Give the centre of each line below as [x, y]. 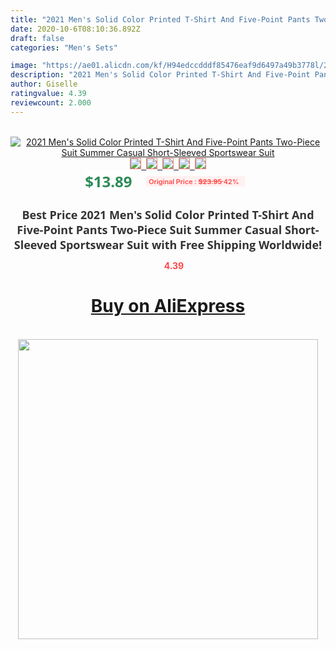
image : [24, 66]
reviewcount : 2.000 [51, 102]
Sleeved [35, 244]
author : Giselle [44, 84]
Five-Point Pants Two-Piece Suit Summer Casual [149, 229]
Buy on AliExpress [168, 306]
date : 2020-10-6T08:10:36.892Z [75, 29]
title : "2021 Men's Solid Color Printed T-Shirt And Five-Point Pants [160, 19]
